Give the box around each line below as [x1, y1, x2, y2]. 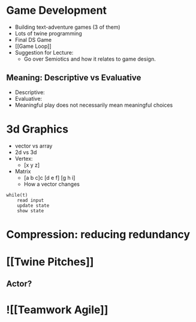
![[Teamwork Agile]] [6, 303, 108, 317]
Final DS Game [14, 36, 52, 43]
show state [17, 207, 44, 213]
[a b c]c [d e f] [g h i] [23, 174, 76, 181]
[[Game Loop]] [14, 43, 52, 50]
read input [17, 197, 44, 203]
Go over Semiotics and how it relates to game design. [23, 55, 156, 62]
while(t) [6, 192, 28, 198]
